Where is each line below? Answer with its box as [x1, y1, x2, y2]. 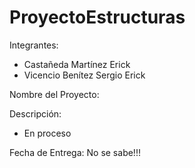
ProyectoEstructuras [9, 6, 186, 29]
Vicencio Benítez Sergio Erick [23, 69, 146, 81]
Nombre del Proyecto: [9, 88, 100, 100]
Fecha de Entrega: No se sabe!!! [9, 146, 141, 158]
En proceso [23, 127, 72, 139]
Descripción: [9, 107, 62, 120]
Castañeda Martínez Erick [23, 58, 131, 70]
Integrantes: [9, 39, 59, 51]
